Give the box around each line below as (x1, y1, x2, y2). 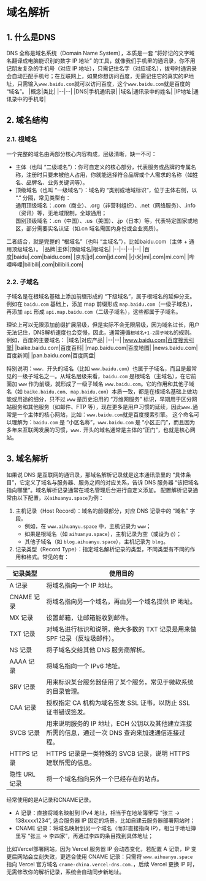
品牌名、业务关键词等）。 (26, 179, 88, 186)
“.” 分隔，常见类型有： (15, 194, 72, 201)
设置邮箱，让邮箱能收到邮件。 (45, 613, 132, 622)
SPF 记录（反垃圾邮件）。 (45, 634, 118, 642)
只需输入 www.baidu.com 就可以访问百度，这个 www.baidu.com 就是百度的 (17, 80, 191, 87)
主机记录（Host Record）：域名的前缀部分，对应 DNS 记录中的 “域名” (15, 507, 189, 514)
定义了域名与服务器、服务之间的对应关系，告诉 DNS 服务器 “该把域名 (25, 478, 199, 486)
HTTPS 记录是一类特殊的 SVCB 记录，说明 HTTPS (45, 749, 190, 758)
